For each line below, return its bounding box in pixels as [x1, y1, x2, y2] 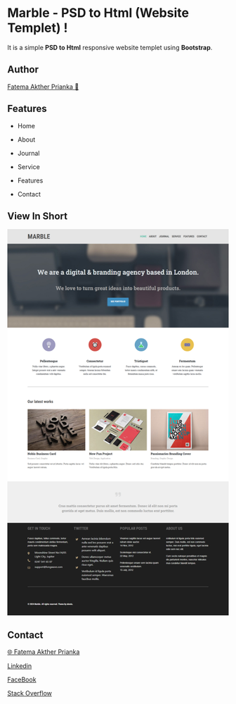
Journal [17, 149, 40, 157]
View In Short [7, 210, 68, 222]
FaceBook [7, 675, 37, 684]
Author [7, 63, 39, 75]
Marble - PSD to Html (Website [7, 5, 190, 21]
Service [17, 162, 40, 171]
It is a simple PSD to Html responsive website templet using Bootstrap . [7, 43, 213, 51]
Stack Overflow [7, 689, 53, 698]
